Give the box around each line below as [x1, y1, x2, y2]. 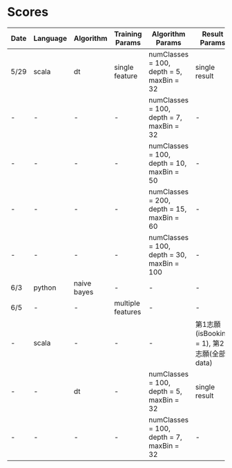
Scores [7, 4, 49, 20]
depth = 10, [148, 158, 187, 168]
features [113, 307, 142, 317]
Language [33, 33, 68, 43]
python [33, 283, 57, 292]
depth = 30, [148, 250, 187, 259]
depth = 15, [148, 204, 187, 214]
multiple [113, 298, 140, 308]
